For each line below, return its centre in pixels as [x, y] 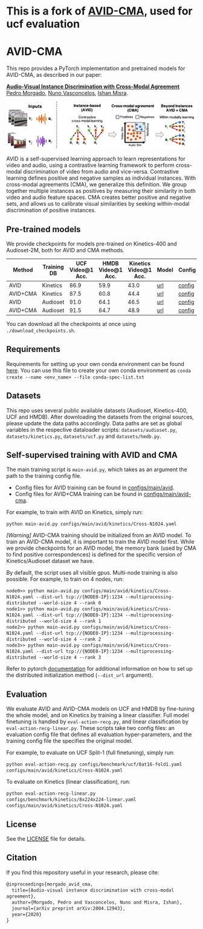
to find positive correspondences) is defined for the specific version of [94, 555]
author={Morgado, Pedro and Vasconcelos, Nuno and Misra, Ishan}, [97, 902]
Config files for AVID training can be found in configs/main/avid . [95, 487]
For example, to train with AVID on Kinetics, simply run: [75, 512]
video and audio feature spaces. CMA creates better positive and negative [99, 197]
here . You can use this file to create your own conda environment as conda [99, 370]
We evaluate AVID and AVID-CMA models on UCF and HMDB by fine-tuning [101, 709]
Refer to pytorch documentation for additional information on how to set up [100, 669]
